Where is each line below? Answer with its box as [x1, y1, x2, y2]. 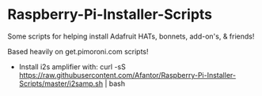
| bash [104, 79, 126, 88]
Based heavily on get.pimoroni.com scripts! [7, 46, 149, 56]
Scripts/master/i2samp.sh [18, 79, 104, 88]
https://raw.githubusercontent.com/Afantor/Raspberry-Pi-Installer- [18, 70, 237, 79]
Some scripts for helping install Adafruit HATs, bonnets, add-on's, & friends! [7, 31, 255, 41]
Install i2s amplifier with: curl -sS [18, 61, 126, 72]
